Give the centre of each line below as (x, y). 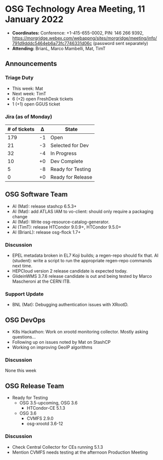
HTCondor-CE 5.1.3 (46, 408)
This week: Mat (28, 88)
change (20, 216)
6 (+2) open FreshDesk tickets (42, 99)
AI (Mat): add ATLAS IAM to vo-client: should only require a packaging (83, 211)
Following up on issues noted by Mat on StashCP (61, 342)
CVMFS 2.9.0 (40, 418)
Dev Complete (67, 161)
